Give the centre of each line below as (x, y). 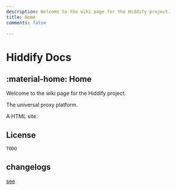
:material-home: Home (49, 79)
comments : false (26, 23)
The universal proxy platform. (42, 105)
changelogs (29, 167)
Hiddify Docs (39, 57)
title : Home (21, 17)
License (21, 135)
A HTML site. (22, 116)
